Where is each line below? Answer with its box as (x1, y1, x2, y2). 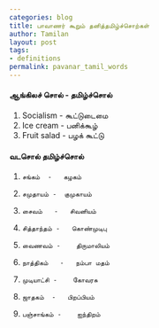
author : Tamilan (9, 29, 69, 38)
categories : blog (9, 12, 73, 22)
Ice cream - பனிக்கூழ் (21, 121, 99, 131)
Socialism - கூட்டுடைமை (21, 110, 109, 121)
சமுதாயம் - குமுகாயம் (21, 190, 93, 199)
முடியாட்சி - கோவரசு (21, 276, 99, 285)
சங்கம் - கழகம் (21, 173, 82, 182)
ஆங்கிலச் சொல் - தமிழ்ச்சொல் (9, 90, 113, 100)
